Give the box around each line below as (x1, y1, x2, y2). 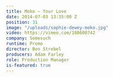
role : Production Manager (6, 57, 69, 63)
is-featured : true (6, 62, 51, 68)
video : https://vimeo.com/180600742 (6, 30, 95, 36)
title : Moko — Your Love (6, 8, 67, 14)
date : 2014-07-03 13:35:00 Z (6, 14, 77, 20)
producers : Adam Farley (6, 52, 64, 57)
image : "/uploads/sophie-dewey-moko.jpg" (6, 24, 109, 31)
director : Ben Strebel (6, 46, 61, 52)
